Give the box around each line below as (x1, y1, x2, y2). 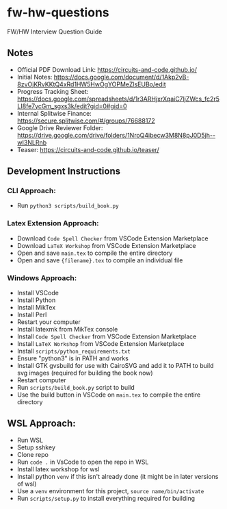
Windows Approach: (7, 273, 77, 282)
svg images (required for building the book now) (16, 369, 153, 377)
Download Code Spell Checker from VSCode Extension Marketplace (16, 234, 209, 243)
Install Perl (16, 310, 47, 319)
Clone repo (16, 450, 49, 458)
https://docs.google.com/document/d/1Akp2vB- (53, 73, 189, 81)
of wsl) (16, 480, 37, 488)
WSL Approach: (7, 418, 77, 430)
